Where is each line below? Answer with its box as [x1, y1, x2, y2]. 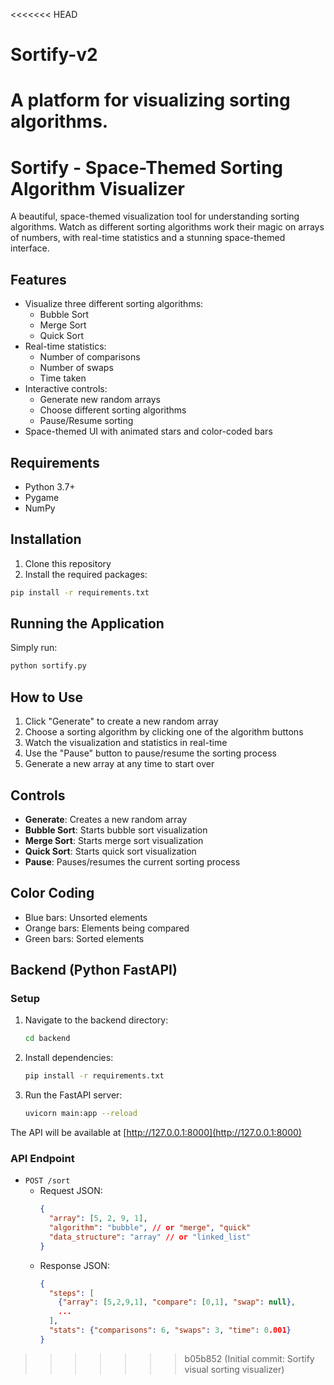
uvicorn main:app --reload [24, 1109, 138, 1119]
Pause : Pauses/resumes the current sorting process [24, 855, 241, 868]
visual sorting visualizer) [184, 1363, 285, 1375]
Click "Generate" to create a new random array [24, 715, 219, 728]
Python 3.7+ [24, 480, 76, 493]
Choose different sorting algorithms [39, 404, 187, 416]
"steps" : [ [48, 1288, 95, 1298]
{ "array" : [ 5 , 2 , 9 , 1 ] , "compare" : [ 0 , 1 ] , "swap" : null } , [58, 1297, 297, 1308]
